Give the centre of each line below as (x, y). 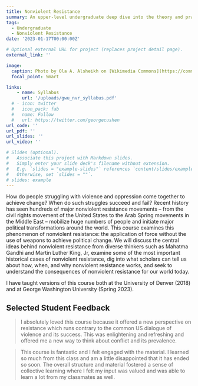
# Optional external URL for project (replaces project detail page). (95, 50)
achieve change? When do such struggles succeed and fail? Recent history (98, 203)
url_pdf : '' (21, 131)
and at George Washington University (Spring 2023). (70, 289)
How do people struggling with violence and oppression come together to (96, 197)
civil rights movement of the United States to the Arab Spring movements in (98, 215)
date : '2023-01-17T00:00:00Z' (43, 39)
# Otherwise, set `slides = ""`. (50, 174)
